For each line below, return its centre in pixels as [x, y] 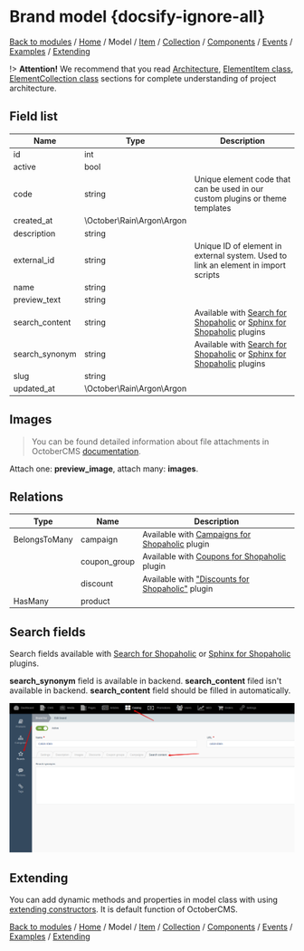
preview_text [37, 300]
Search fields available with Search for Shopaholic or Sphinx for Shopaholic [150, 654]
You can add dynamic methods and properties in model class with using [144, 900]
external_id [34, 261]
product [95, 601]
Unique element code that [242, 179]
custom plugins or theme [241, 198]
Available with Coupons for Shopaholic [214, 556]
